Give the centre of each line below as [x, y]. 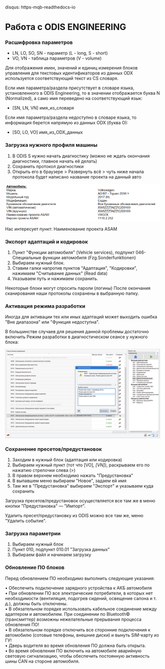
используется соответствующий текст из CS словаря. [62, 78]
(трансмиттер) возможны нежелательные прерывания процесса [73, 619]
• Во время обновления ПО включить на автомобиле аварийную [73, 651]
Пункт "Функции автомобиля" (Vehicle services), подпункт [73, 252]
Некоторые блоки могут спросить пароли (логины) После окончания [78, 288]
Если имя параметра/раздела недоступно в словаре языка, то [71, 117]
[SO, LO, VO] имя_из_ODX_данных [47, 132]
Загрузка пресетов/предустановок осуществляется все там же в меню [80, 501]
